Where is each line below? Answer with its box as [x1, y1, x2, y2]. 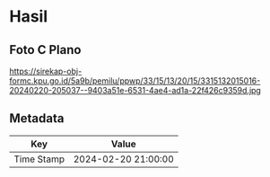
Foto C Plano [9, 42, 82, 58]
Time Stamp [13, 153, 65, 165]
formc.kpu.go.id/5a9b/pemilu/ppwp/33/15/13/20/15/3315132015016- [9, 75, 261, 86]
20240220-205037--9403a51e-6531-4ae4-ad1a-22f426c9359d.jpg [9, 85, 262, 95]
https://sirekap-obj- [9, 66, 83, 76]
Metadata [9, 111, 65, 127]
